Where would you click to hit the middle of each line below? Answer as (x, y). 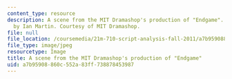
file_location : (29, 39)
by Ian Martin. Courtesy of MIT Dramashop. (77, 26)
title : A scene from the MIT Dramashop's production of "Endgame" (105, 58)
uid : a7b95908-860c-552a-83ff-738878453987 (71, 65)
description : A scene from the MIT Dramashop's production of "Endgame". (116, 20)
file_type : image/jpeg (40, 45)
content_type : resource (41, 13)
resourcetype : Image (37, 52)
